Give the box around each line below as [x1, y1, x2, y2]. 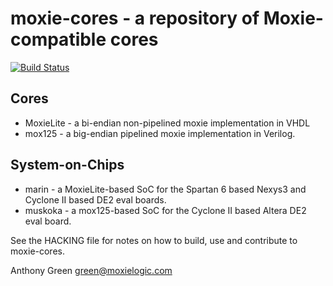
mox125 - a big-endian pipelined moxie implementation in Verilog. [24, 127, 296, 139]
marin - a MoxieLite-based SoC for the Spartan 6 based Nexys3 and [24, 183, 307, 195]
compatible [10, 28, 107, 51]
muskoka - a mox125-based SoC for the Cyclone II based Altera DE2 [24, 204, 307, 216]
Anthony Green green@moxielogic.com [10, 264, 173, 276]
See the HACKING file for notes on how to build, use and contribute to [10, 234, 298, 246]
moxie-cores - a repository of [10, 7, 260, 30]
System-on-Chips [10, 157, 125, 174]
